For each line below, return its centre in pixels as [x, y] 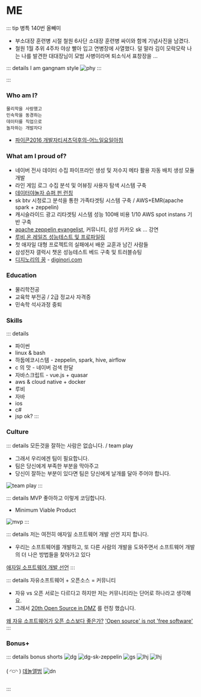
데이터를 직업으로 [24, 122]
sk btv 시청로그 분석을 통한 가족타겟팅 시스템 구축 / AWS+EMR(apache [99, 200]
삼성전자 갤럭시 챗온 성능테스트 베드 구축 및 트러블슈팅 [79, 252]
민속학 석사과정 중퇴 [38, 304]
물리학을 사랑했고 [24, 109]
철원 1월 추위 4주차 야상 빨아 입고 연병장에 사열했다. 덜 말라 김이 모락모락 [100, 48]
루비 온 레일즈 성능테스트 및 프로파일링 [60, 237]
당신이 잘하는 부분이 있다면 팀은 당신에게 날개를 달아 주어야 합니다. [93, 474]
